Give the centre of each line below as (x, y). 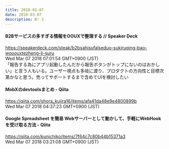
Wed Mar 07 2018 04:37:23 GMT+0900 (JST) (52, 106)
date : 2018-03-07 (23, 15)
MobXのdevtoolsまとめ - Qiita (37, 89)
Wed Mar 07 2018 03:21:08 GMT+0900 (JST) (52, 141)
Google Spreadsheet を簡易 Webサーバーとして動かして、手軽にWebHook (83, 119)
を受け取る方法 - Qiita (28, 125)
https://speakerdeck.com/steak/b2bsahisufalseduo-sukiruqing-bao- (76, 47)
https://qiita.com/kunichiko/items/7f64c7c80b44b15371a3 (65, 136)
